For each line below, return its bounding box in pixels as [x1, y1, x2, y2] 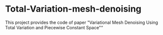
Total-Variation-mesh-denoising [5, 3, 142, 15]
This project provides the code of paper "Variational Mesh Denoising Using [5, 19, 159, 25]
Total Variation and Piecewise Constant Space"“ [5, 24, 103, 30]
